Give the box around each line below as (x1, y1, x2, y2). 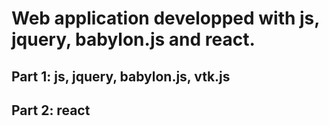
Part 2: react (11, 102, 91, 119)
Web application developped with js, (11, 7, 320, 30)
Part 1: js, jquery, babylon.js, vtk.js (11, 68, 231, 85)
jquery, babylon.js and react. (11, 28, 256, 51)
